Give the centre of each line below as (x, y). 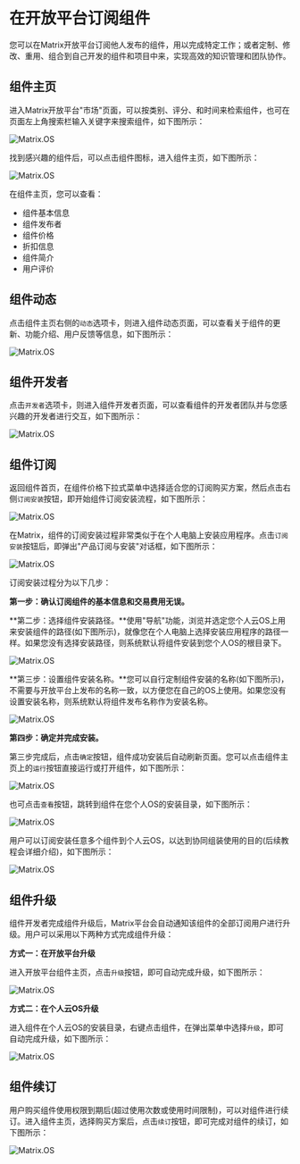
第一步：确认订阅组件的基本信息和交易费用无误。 (99, 602)
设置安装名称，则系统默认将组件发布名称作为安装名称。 (111, 701)
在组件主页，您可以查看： (56, 194)
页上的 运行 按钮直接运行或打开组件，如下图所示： (98, 768)
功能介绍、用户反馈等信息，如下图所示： (99, 334)
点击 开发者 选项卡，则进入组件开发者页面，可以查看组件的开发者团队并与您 (144, 405)
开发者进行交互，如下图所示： (87, 416)
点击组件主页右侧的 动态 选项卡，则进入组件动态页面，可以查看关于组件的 (141, 322)
